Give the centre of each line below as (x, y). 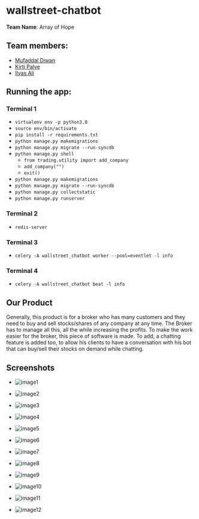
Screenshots (30, 368)
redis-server (31, 227)
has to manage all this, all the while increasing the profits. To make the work (99, 330)
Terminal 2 (22, 214)
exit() (32, 173)
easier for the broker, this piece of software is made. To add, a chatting (94, 336)
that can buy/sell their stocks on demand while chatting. (75, 349)
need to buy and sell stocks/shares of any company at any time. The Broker (99, 323)
